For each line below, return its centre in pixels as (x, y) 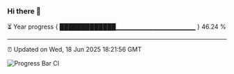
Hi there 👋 (24, 11)
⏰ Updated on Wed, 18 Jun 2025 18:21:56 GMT (75, 50)
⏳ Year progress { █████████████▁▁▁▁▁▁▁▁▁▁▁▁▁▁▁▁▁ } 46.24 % (117, 27)
